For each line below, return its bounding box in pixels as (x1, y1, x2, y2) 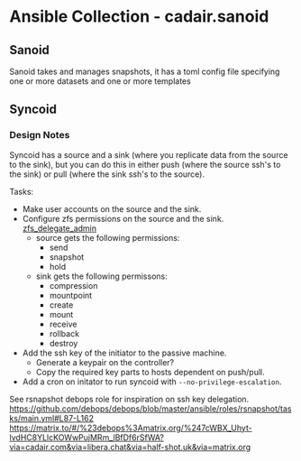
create (49, 300, 74, 310)
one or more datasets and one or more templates (9, 76, 191, 87)
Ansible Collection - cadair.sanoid (9, 6, 269, 27)
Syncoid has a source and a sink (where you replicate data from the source (9, 149, 288, 160)
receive (49, 318, 78, 329)
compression (49, 280, 98, 290)
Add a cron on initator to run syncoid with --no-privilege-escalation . (22, 376, 282, 387)
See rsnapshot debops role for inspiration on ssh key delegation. (9, 393, 250, 404)
